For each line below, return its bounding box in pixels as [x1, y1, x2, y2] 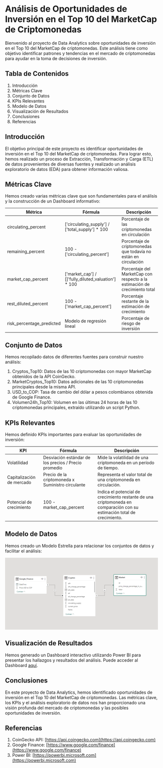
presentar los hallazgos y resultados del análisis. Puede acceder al [5, 657, 138, 663]
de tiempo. [98, 465, 119, 470]
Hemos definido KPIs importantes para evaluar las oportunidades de [5, 432, 142, 437]
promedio [43, 465, 63, 470]
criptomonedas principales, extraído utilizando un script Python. [12, 404, 141, 411]
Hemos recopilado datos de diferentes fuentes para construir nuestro [5, 354, 144, 360]
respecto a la [121, 276, 148, 282]
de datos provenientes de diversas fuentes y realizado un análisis [5, 161, 136, 167]
